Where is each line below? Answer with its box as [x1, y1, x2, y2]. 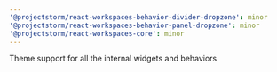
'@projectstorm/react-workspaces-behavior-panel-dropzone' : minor [9, 21, 260, 30]
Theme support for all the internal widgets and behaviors [9, 54, 218, 64]
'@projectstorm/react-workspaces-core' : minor [9, 29, 185, 38]
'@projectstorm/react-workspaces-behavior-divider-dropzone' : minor [9, 12, 268, 22]
